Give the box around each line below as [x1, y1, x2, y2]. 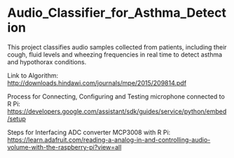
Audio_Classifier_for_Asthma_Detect [7, 5, 226, 21]
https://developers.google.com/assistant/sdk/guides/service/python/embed [7, 107, 227, 115]
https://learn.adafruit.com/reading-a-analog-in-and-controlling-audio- [7, 135, 211, 144]
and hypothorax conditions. [7, 57, 87, 66]
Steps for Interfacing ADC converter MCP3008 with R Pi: [7, 128, 171, 136]
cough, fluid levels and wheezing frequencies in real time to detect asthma [7, 50, 223, 59]
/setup [7, 114, 27, 123]
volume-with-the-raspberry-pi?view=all [7, 143, 122, 151]
